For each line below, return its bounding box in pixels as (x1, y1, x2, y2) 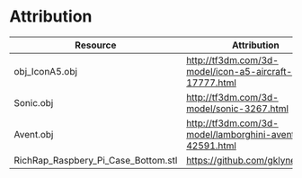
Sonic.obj (13, 96, 54, 109)
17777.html (185, 76, 236, 89)
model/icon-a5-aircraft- (185, 65, 293, 77)
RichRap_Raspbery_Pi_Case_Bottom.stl (13, 154, 178, 166)
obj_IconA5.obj (13, 65, 78, 77)
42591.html (185, 139, 236, 152)
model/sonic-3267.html (185, 102, 289, 114)
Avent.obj (13, 128, 54, 140)
